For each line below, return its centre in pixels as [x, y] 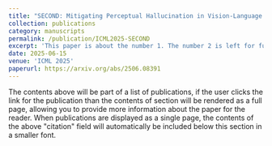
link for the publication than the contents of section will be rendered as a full [135, 100]
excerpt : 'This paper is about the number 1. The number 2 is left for [132, 46]
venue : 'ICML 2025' [41, 62]
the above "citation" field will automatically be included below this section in [135, 126]
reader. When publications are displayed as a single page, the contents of [131, 118]
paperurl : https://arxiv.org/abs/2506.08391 [85, 69]
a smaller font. [32, 135]
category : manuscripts [47, 31]
